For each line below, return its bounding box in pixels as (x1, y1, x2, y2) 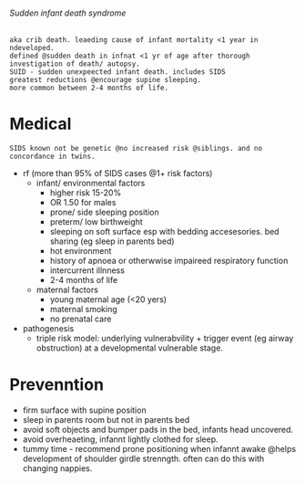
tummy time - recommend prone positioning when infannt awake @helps (22, 444, 297, 455)
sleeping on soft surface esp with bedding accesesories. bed (49, 226, 280, 237)
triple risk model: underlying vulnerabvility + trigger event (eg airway (36, 333, 294, 344)
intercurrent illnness (49, 265, 126, 276)
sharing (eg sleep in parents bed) (49, 236, 175, 247)
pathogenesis (22, 323, 75, 334)
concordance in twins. (9, 152, 96, 162)
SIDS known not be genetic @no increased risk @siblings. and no (9, 144, 262, 153)
